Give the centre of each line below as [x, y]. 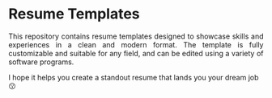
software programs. [41, 62]
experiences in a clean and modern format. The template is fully [136, 44]
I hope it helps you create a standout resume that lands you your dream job [134, 77]
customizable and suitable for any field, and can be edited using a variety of [136, 53]
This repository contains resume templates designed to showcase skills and [136, 36]
